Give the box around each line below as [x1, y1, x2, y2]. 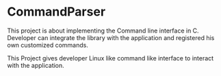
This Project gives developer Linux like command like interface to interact [7, 54, 214, 62]
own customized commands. [7, 41, 89, 49]
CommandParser [7, 4, 106, 20]
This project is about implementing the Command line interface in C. [7, 26, 200, 35]
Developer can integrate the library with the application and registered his [7, 33, 215, 41]
